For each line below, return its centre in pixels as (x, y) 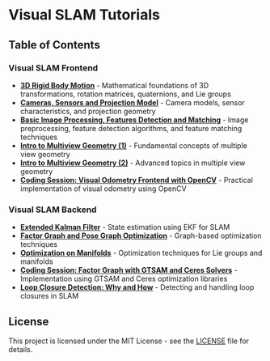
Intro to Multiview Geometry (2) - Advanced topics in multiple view (133, 163)
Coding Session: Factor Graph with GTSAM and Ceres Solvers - (129, 270)
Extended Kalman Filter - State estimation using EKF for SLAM (125, 227)
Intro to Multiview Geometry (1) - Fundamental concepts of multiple (134, 145)
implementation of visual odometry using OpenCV (103, 189)
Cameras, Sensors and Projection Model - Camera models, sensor (132, 102)
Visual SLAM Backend (53, 210)
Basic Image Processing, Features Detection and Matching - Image (134, 120)
